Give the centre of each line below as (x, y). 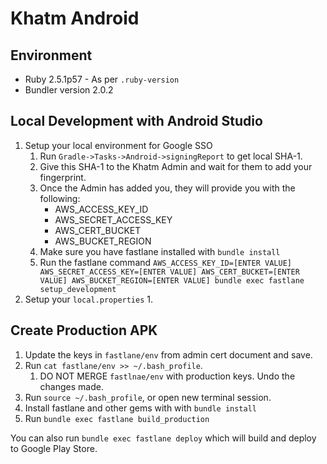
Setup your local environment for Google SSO (118, 145)
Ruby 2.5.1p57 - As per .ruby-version (102, 79)
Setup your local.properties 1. (89, 299)
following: (60, 198)
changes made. (71, 386)
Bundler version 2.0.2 (69, 90)
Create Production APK (84, 330)
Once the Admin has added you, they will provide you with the (167, 188)
